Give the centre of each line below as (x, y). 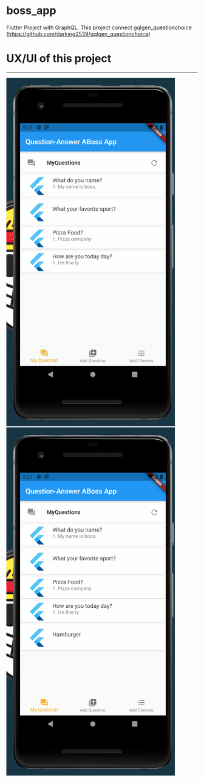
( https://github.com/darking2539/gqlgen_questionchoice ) (78, 33)
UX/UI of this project (59, 59)
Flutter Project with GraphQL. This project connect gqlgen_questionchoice (99, 27)
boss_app (31, 11)
